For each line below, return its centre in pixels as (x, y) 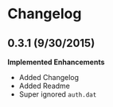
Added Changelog (49, 77)
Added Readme (45, 86)
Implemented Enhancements (56, 62)
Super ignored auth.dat (58, 94)
